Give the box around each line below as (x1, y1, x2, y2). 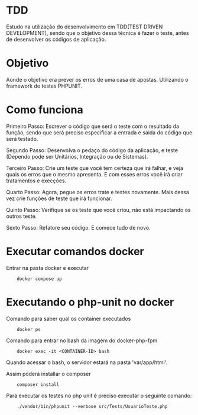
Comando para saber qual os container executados (6, 315, 131, 322)
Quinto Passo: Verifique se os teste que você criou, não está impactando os (6, 206, 191, 213)
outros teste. (6, 213, 37, 220)
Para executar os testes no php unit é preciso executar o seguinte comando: (6, 392, 192, 399)
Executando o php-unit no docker (6, 295, 174, 308)
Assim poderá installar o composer (6, 370, 91, 377)
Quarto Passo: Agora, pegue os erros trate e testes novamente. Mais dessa (6, 188, 189, 195)
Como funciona (6, 103, 84, 117)
